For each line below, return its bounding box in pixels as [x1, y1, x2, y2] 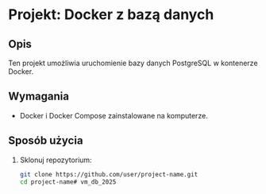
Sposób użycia [8, 134, 83, 148]
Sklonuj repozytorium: [19, 155, 93, 165]
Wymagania [8, 90, 70, 103]
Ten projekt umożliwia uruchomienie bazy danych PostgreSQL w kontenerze [8, 58, 258, 68]
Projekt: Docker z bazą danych [8, 6, 214, 24]
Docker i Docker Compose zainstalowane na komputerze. [19, 111, 208, 120]
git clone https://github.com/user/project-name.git [19, 170, 199, 178]
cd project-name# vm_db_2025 [19, 177, 117, 186]
